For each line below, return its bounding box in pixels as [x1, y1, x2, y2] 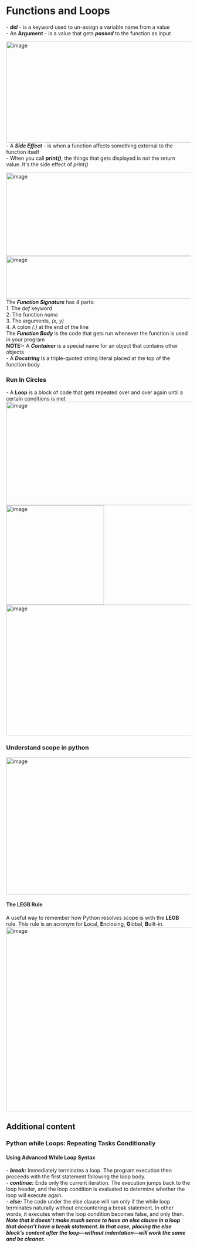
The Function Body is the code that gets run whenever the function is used [6, 330, 188, 337]
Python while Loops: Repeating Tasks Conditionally [6, 1140, 156, 1148]
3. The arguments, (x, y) [6, 317, 64, 324]
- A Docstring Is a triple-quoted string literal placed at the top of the [6, 354, 171, 362]
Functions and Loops [6, 4, 110, 18]
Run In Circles [6, 375, 47, 384]
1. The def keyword [6, 304, 53, 312]
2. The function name [6, 311, 59, 318]
